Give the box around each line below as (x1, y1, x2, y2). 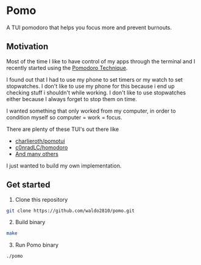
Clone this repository (15, 196, 68, 203)
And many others (15, 150, 59, 157)
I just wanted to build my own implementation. (6, 162, 122, 169)
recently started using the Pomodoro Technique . (6, 64, 128, 71)
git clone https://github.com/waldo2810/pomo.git (6, 208, 135, 214)
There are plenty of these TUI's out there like (6, 125, 119, 133)
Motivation (6, 41, 49, 52)
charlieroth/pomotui (15, 137, 65, 144)
